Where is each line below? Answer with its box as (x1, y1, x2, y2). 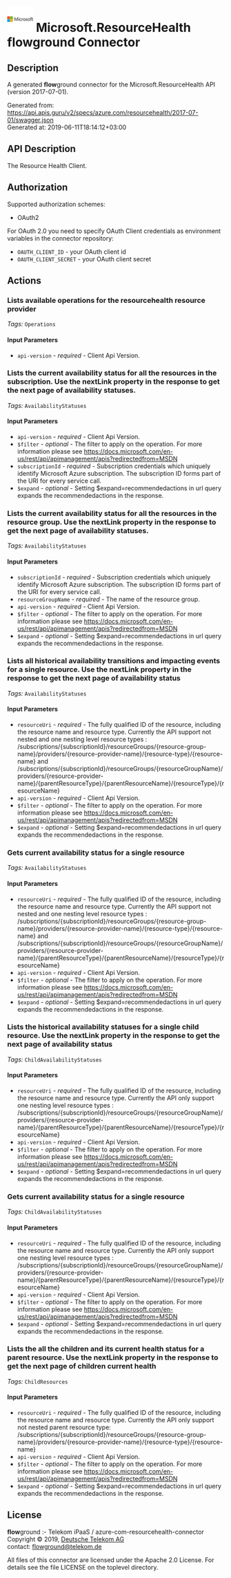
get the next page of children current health (7, 1362, 157, 1371)
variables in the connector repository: (7, 234, 114, 242)
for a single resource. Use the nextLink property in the (7, 665, 192, 674)
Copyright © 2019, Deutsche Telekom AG (7, 1534, 125, 1543)
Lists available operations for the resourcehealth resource (7, 295, 205, 305)
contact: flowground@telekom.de (7, 1542, 102, 1550)
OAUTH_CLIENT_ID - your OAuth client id (17, 248, 126, 256)
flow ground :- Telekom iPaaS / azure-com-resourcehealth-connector (7, 1528, 205, 1536)
